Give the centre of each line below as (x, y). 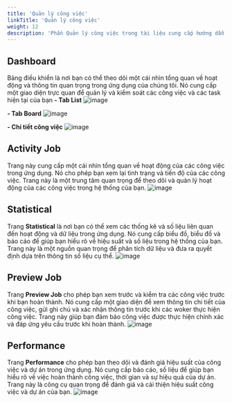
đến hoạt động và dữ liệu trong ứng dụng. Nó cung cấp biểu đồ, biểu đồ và (114, 233)
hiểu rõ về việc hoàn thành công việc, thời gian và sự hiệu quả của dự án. (111, 377)
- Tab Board (24, 114)
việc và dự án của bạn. (40, 392)
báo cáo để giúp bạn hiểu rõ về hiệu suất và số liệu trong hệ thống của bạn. (115, 241)
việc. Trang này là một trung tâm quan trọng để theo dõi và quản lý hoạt (110, 180)
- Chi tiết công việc (35, 127)
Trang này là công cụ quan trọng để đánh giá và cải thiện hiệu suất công (110, 385)
